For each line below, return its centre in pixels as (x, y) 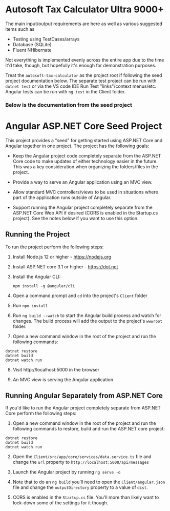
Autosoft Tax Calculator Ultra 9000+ (85, 9)
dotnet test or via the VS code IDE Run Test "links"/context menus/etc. (81, 86)
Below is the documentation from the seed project (69, 105)
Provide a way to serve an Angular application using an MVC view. (82, 182)
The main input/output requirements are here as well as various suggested (84, 24)
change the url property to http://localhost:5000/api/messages (81, 462)
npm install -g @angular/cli (44, 286)
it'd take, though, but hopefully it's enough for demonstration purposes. (81, 65)
